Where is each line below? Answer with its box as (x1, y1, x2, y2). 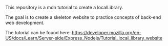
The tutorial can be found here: (5, 30, 71, 35)
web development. (5, 20, 45, 26)
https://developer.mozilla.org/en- (71, 30, 142, 35)
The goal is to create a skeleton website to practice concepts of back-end (5, 14, 161, 20)
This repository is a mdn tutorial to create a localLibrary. (5, 5, 123, 10)
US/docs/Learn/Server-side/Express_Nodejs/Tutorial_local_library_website (5, 35, 163, 41)
